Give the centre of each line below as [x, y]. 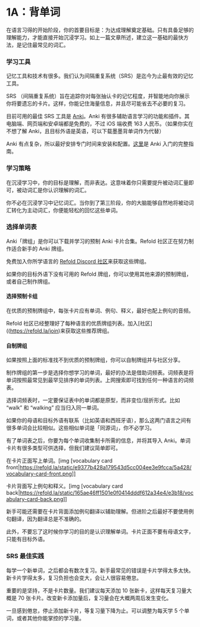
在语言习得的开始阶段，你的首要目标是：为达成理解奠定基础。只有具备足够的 [100, 30]
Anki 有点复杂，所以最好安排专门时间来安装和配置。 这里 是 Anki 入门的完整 [97, 144]
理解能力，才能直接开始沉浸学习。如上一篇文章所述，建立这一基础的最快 [95, 37]
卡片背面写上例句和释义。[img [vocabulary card [65, 486]
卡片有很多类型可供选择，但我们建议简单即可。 [63, 448]
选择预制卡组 [22, 296]
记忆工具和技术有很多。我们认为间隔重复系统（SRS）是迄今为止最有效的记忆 [100, 76]
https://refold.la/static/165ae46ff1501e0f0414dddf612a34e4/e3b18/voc [107, 493]
